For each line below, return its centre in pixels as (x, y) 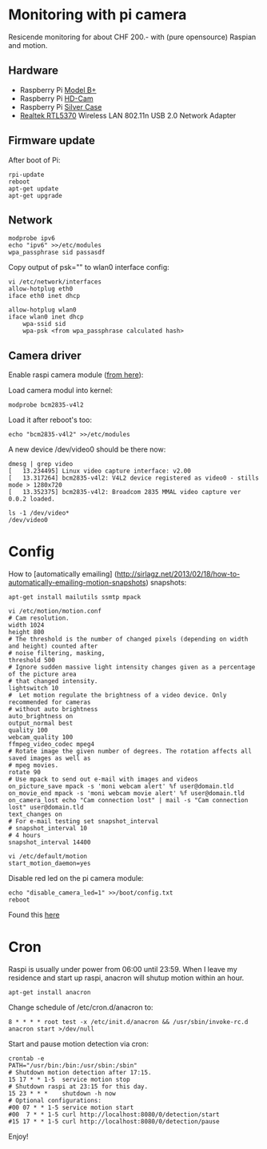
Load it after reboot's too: (50, 420)
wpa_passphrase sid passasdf (57, 253)
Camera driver (45, 355)
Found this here (34, 915)
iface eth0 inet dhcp (44, 296)
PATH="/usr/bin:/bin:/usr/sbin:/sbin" (73, 1066)
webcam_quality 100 (41, 737)
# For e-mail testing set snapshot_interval (84, 822)
